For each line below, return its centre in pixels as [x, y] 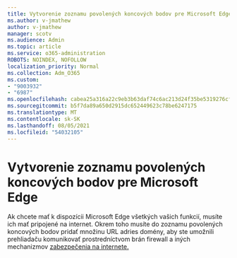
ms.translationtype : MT [42, 112]
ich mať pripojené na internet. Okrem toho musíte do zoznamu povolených [115, 224]
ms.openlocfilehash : [38, 100]
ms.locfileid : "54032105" [45, 132]
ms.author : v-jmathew [39, 20]
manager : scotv [30, 34]
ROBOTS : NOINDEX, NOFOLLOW [47, 60]
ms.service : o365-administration [56, 54]
